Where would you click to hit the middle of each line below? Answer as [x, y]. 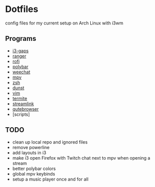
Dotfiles [22, 9]
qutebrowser [25, 109]
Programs [21, 39]
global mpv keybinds [34, 174]
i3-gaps [20, 50]
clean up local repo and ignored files [50, 142]
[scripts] [21, 114]
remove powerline [31, 147]
